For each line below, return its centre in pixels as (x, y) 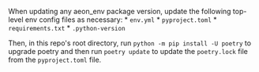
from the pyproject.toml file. (55, 59)
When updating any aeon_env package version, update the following (120, 11)
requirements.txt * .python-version (67, 28)
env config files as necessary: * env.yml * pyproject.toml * (121, 20)
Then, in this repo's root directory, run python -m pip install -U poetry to (129, 43)
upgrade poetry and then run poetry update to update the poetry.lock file (128, 51)
